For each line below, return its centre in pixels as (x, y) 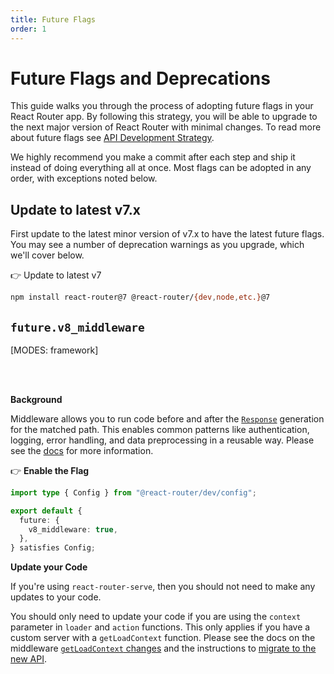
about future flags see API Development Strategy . (112, 138)
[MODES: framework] (54, 350)
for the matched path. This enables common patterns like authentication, (160, 429)
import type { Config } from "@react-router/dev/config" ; (133, 492)
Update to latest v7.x (76, 209)
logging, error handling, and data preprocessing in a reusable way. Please (162, 440)
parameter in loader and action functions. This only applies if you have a (160, 627)
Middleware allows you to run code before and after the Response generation (167, 418)
